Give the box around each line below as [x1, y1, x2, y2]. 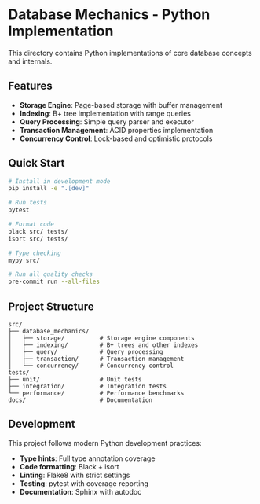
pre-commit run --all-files [8, 278, 101, 286]
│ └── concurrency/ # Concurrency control [8, 362, 174, 370]
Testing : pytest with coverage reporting [19, 478, 149, 488]
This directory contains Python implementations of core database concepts [8, 48, 253, 57]
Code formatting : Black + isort [19, 462, 119, 471]
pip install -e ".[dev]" [8, 185, 90, 193]
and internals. [8, 57, 53, 66]
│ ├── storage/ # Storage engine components [8, 334, 195, 342]
